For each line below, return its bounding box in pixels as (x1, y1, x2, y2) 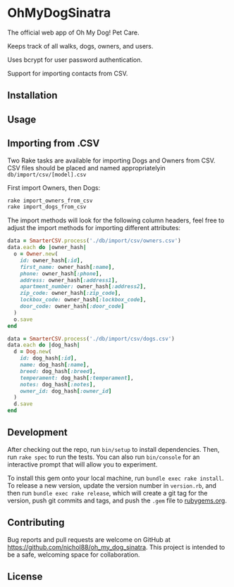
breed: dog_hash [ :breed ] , (20, 367, 97, 374)
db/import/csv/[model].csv (7, 171, 87, 178)
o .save (13, 315, 33, 323)
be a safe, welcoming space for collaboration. (7, 550, 140, 559)
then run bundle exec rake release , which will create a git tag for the (7, 488, 208, 497)
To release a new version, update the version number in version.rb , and (7, 481, 217, 490)
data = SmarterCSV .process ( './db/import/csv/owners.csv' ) (7, 237, 181, 244)
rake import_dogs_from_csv (7, 203, 87, 210)
